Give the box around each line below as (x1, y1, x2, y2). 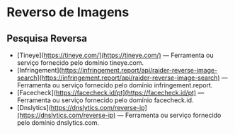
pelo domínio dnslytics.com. (16, 118, 100, 127)
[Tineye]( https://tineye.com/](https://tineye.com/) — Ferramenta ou (16, 51, 214, 59)
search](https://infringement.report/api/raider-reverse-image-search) (16, 73, 220, 82)
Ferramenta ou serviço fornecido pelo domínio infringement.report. (16, 81, 213, 89)
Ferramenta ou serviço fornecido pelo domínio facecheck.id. (16, 96, 194, 104)
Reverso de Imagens (6, 4, 130, 20)
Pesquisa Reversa (6, 32, 88, 44)
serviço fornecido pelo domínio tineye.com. (16, 59, 144, 67)
